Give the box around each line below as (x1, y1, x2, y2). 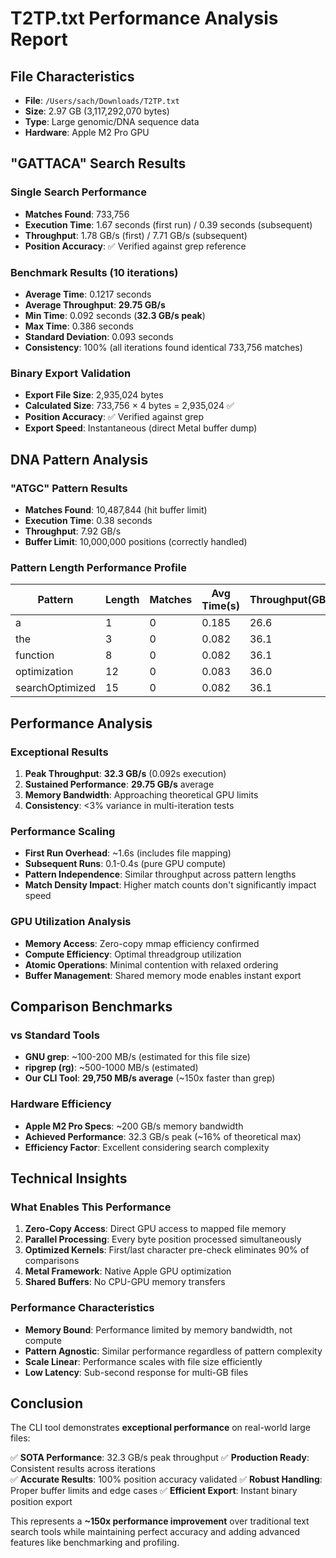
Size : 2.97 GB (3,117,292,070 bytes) (24, 105, 170, 117)
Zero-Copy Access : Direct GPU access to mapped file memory (24, 1223, 287, 1235)
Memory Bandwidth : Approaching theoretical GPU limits (24, 788, 259, 801)
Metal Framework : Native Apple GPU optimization (24, 1265, 232, 1277)
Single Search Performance (10, 185, 147, 199)
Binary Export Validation (10, 366, 132, 380)
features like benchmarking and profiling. (10, 1537, 180, 1549)
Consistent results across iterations (10, 1463, 156, 1475)
